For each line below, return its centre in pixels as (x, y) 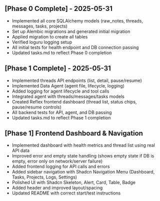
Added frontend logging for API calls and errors (61, 166)
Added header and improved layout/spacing (57, 188)
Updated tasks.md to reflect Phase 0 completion (62, 52)
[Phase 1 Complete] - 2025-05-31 (58, 68)
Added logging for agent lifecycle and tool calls (60, 91)
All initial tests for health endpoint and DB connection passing (75, 47)
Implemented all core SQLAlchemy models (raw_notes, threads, (77, 20)
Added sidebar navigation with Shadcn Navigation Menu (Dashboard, (83, 172)
